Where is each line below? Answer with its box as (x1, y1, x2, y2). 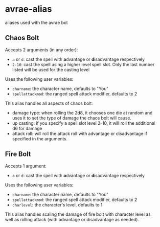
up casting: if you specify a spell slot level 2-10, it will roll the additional (12, 120, 156, 126)
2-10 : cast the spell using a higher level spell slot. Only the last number (12, 61, 155, 67)
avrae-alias (5, 3, 52, 15)
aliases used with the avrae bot (5, 20, 68, 25)
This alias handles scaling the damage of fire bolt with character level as (5, 211, 151, 217)
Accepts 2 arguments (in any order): (5, 46, 78, 52)
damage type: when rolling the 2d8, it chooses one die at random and (12, 110, 153, 115)
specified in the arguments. (12, 136, 68, 141)
